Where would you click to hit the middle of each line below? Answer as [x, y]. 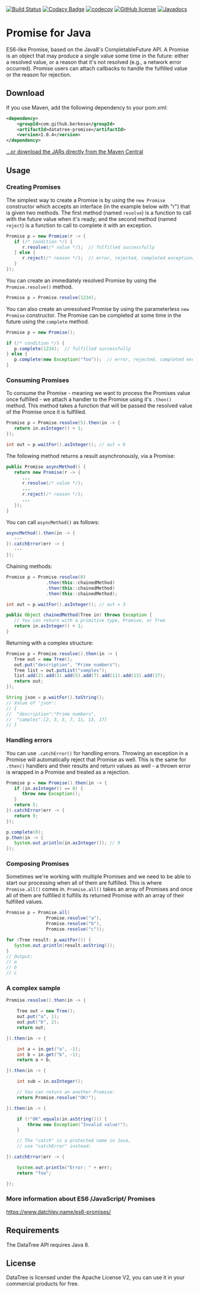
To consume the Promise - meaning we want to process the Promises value [98, 393]
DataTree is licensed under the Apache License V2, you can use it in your [95, 1278]
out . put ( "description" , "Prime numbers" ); [67, 665]
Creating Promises [33, 187]
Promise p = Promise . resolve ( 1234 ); [51, 297]
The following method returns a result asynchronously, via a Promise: [91, 455]
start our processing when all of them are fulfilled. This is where [84, 883]
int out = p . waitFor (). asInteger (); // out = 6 [66, 444]
